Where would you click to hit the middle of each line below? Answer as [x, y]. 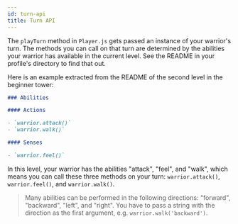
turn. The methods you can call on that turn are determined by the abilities [116, 48]
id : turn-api [27, 14]
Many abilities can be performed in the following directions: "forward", [128, 197]
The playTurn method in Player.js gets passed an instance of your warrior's [119, 40]
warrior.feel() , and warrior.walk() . [61, 184]
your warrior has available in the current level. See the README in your [111, 56]
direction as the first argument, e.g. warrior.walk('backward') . [116, 213]
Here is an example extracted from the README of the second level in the [115, 77]
